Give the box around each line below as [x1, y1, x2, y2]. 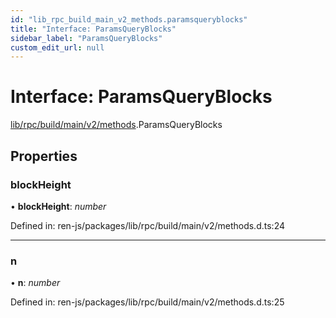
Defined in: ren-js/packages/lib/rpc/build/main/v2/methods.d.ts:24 [10, 219, 285, 231]
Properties [10, 147, 78, 165]
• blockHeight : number [10, 200, 107, 212]
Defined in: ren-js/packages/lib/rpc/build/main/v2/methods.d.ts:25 [10, 296, 285, 308]
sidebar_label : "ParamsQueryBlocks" [10, 33, 163, 43]
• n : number [10, 277, 61, 289]
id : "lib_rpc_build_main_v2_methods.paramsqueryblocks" [10, 14, 248, 25]
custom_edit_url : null [10, 42, 105, 53]
